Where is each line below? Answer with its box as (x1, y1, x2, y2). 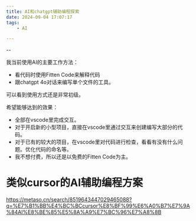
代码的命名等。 (35, 146, 72, 153)
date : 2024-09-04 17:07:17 (6, 14, 73, 20)
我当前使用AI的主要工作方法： (6, 58, 79, 66)
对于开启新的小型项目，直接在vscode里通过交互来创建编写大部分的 (14, 123, 178, 131)
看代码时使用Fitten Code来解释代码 (14, 71, 100, 79)
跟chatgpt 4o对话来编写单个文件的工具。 (14, 79, 114, 86)
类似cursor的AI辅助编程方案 (6, 176, 143, 190)
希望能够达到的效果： (6, 104, 58, 111)
